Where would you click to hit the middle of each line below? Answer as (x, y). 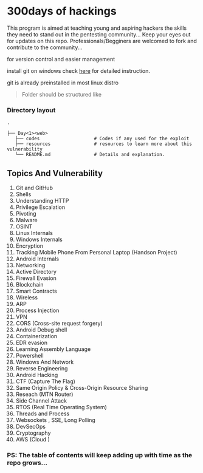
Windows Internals (39, 240)
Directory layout (31, 110)
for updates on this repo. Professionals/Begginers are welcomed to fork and (102, 41)
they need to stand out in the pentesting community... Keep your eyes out (99, 34)
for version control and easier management (61, 59)
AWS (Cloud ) (33, 440)
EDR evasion (32, 343)
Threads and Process (43, 413)
